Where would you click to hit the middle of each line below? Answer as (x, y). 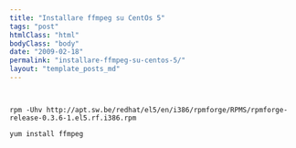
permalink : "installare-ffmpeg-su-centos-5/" (97, 60)
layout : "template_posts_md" (65, 69)
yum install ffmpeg (47, 133)
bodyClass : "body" (44, 43)
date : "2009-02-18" (47, 52)
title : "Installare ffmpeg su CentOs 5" (88, 18)
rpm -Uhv (26, 110)
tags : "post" (34, 26)
